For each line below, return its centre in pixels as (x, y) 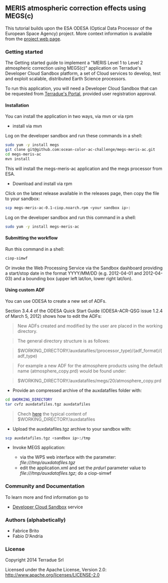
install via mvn (27, 126)
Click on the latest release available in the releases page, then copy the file (82, 193)
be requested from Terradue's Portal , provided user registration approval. (81, 94)
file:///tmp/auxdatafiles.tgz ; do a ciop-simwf (65, 473)
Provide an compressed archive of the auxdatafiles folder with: (77, 390)
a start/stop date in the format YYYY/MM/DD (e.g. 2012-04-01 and (74, 273)
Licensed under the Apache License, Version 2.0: (56, 570)
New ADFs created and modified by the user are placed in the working (90, 326)
